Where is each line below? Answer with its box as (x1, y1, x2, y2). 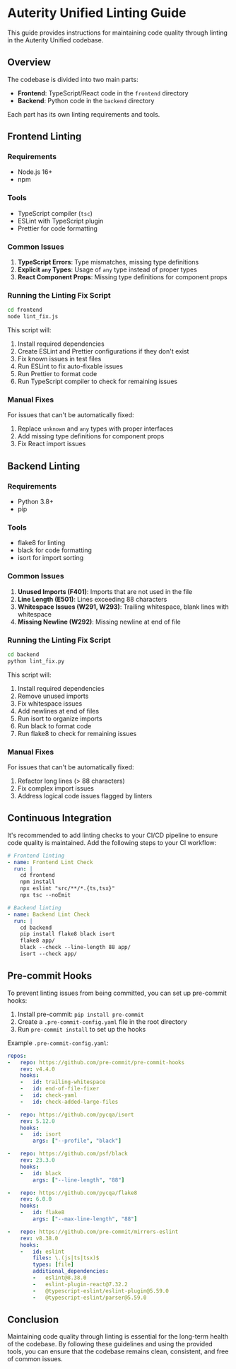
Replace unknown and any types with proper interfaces (17, 424, 174, 433)
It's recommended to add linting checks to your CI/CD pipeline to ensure (7, 831, 218, 839)
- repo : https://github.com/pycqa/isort (7, 1111, 134, 1118)
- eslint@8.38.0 (33, 1274, 87, 1281)
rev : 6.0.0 (20, 1196, 52, 1203)
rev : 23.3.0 (20, 1157, 55, 1164)
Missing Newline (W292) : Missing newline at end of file (17, 617, 182, 626)
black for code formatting (17, 546, 92, 554)
